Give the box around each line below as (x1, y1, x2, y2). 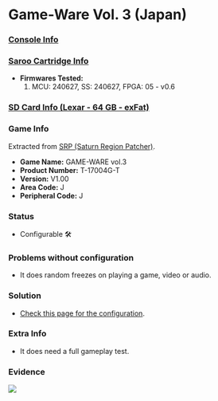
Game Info (8, 124, 49, 135)
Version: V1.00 (19, 174, 69, 183)
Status (8, 210, 34, 222)
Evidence (8, 366, 45, 377)
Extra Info (8, 328, 47, 340)
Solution (8, 290, 42, 301)
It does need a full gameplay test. (19, 346, 130, 356)
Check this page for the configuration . (19, 309, 146, 318)
